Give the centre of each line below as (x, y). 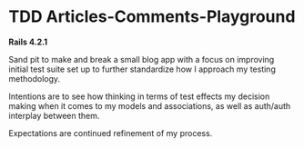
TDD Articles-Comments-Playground (152, 17)
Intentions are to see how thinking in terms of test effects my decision (139, 96)
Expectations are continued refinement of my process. (111, 133)
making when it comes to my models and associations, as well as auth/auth (150, 105)
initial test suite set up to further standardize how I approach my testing (142, 69)
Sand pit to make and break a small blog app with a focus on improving (142, 59)
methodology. (35, 78)
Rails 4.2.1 (28, 42)
